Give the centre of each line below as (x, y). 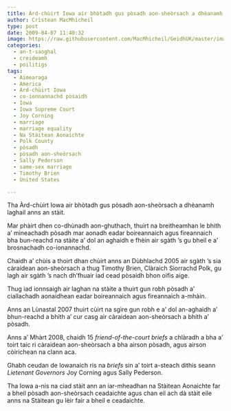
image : (16, 39)
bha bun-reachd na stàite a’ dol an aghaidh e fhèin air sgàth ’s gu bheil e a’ (113, 241)
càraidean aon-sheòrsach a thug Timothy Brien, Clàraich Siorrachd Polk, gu (114, 268)
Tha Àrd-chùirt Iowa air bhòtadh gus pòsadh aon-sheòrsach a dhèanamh (111, 205)
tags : (15, 71)
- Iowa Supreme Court (44, 109)
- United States (36, 179)
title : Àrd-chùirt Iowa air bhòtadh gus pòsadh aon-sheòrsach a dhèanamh (115, 13)
